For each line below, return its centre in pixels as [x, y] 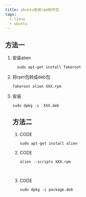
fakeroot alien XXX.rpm [37, 87]
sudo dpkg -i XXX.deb [36, 106]
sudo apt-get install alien [48, 143]
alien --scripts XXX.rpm [45, 162]
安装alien [21, 58]
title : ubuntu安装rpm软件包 [32, 10]
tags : [11, 14]
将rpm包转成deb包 [31, 77]
